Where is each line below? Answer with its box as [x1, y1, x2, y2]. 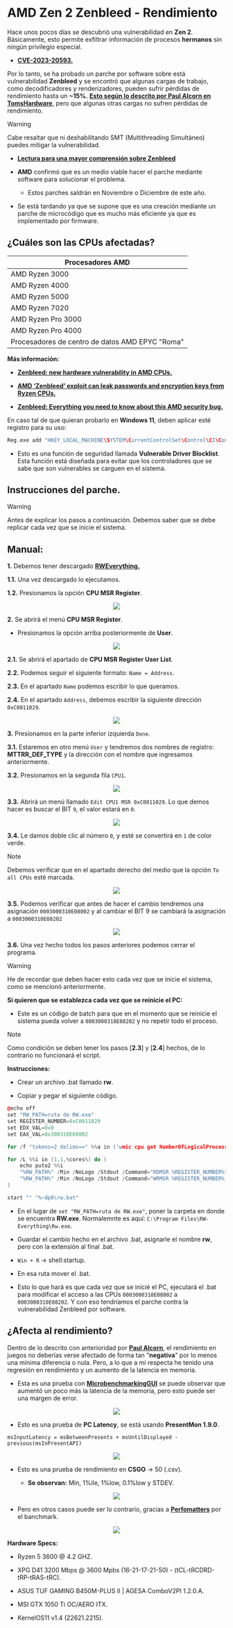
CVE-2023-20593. [17, 56, 74, 64]
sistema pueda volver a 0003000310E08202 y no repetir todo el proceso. [17, 1017, 218, 1025]
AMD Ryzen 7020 [10, 303, 69, 313]
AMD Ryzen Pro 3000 [10, 314, 82, 324]
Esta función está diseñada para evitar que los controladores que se [17, 456, 213, 465]
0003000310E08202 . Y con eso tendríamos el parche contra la [17, 1297, 189, 1306]
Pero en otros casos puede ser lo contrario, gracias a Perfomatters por [17, 1505, 222, 1513]
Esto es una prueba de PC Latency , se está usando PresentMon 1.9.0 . [17, 1420, 220, 1429]
